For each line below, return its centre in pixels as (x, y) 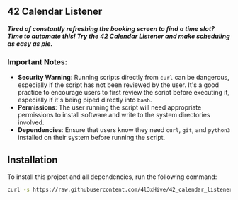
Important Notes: (38, 61)
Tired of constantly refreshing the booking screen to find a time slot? (111, 28)
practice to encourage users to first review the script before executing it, (124, 93)
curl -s (19, 189)
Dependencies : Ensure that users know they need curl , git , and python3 (124, 130)
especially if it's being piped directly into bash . (85, 100)
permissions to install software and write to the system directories (114, 115)
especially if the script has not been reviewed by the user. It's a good (118, 85)
